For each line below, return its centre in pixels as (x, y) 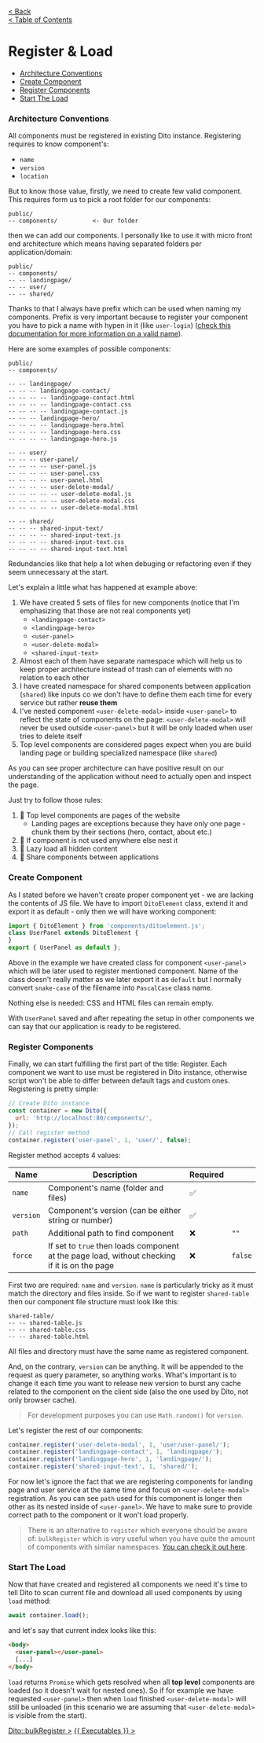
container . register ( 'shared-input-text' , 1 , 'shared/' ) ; (103, 1467)
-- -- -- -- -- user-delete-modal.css (71, 501)
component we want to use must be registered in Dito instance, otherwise (128, 1072)
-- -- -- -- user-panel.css (54, 474)
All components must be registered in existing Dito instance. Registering (125, 136)
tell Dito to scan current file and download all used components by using (125, 1593)
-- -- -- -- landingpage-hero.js (63, 439)
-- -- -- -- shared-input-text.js (65, 535)
